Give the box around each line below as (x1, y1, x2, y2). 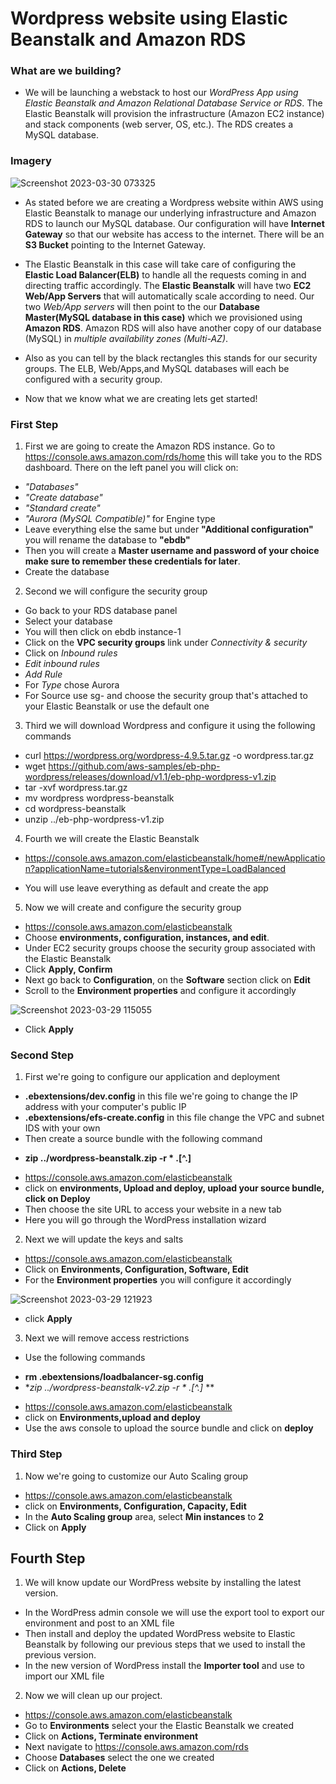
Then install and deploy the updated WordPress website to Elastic (24, 1628, 296, 1640)
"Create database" (24, 492, 103, 504)
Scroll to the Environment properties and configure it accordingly (24, 985, 297, 997)
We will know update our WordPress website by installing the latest (24, 1577, 302, 1589)
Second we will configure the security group (24, 585, 208, 597)
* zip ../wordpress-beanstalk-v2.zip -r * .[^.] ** (24, 1382, 215, 1394)
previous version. (24, 1649, 97, 1661)
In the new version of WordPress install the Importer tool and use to (24, 1660, 306, 1672)
